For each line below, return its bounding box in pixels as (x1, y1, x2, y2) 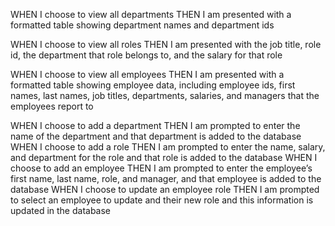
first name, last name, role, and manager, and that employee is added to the (10, 173, 322, 184)
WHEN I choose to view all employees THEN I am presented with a (10, 69, 285, 80)
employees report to (10, 100, 94, 112)
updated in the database (10, 205, 112, 216)
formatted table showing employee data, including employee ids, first (10, 79, 296, 91)
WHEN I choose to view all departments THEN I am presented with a (10, 9, 292, 20)
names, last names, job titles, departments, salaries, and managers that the (10, 90, 320, 101)
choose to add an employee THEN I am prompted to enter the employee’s (10, 162, 313, 174)
